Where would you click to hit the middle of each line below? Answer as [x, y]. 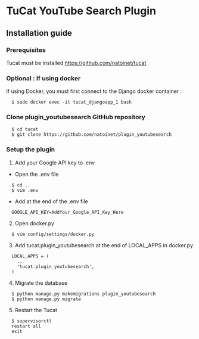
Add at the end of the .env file [51, 201]
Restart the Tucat [36, 310]
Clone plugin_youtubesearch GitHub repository [76, 117]
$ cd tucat [25, 129]
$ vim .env [25, 190]
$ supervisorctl [32, 321]
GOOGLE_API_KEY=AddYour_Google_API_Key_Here [68, 212]
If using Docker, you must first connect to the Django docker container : [94, 91]
